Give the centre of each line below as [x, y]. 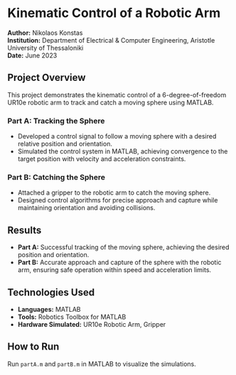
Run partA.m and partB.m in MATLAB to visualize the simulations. [102, 364]
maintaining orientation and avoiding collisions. [86, 208]
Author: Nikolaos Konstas [45, 33]
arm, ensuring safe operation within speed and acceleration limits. [114, 270]
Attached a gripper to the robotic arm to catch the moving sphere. [114, 192]
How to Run [33, 347]
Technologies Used [51, 292]
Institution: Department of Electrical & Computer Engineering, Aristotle [111, 40]
